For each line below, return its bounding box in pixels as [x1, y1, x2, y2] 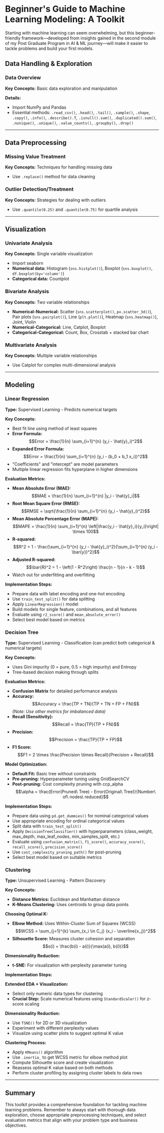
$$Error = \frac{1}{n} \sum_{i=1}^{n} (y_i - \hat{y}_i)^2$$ [29, 438, 143, 444]
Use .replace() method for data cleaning [12, 174, 95, 180]
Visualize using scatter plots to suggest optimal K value [12, 1031, 123, 1036]
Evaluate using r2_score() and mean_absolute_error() [12, 611, 121, 617]
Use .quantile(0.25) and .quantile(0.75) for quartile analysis [12, 206, 138, 212]
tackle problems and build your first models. [5, 45, 94, 51]
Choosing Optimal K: [5, 911, 48, 917]
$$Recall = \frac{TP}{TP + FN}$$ [52, 721, 120, 727]
